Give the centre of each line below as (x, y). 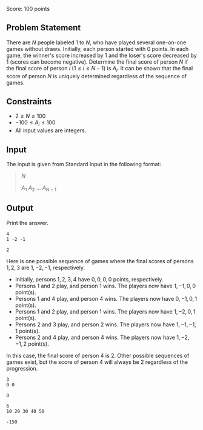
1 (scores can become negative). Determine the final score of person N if (97, 62)
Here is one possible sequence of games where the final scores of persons (100, 261)
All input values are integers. (51, 130)
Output (20, 208)
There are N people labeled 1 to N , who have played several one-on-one (96, 42)
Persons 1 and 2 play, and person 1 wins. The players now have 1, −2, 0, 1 (105, 311)
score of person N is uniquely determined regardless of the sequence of (96, 76)
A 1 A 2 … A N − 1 (38, 189)
